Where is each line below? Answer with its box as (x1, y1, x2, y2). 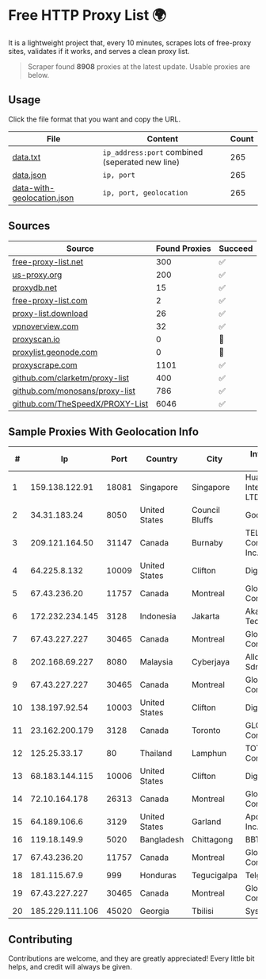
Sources (8, 219, 51, 233)
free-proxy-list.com (12, 295, 89, 306)
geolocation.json (12, 192, 74, 203)
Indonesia (139, 611, 177, 622)
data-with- (12, 182, 55, 193)
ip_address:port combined (102, 146, 203, 157)
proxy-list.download (12, 307, 89, 318)
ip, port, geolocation (102, 188, 188, 197)
